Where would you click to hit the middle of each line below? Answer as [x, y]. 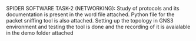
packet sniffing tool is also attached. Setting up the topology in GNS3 [90, 20]
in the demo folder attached [40, 33]
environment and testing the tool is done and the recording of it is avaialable [98, 27]
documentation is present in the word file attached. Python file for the [90, 14]
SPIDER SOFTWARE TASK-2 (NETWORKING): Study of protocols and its [93, 8]
